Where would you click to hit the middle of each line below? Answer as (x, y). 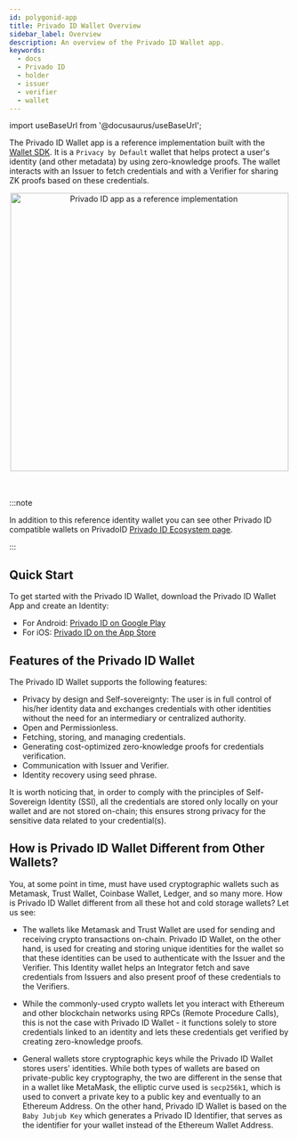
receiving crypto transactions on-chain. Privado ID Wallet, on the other (152, 939)
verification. (44, 756)
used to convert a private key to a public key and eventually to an (141, 1096)
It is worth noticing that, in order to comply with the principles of (127, 792)
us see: (23, 912)
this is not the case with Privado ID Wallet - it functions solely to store (149, 1022)
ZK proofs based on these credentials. (79, 181)
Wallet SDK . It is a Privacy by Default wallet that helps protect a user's (140, 152)
